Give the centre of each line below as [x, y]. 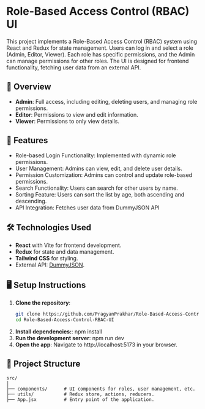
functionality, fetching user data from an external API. [74, 67]
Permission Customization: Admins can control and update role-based [104, 175]
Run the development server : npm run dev [69, 338]
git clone [28, 314]
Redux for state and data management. [65, 252]
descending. [31, 201]
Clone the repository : [43, 303]
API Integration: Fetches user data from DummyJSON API [88, 208]
